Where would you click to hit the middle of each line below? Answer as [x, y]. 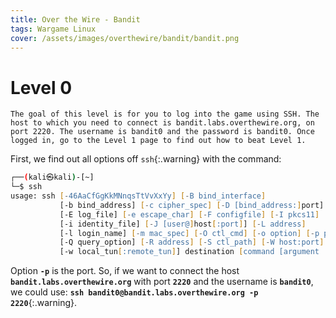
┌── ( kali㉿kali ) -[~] [52, 177]
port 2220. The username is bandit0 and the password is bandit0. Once [162, 132]
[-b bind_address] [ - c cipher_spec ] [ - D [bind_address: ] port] [192, 205]
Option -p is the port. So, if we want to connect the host [125, 271]
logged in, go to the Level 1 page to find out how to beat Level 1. [158, 141]
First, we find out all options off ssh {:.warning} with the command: [146, 159]
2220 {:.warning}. [44, 303]
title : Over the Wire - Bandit [75, 19]
